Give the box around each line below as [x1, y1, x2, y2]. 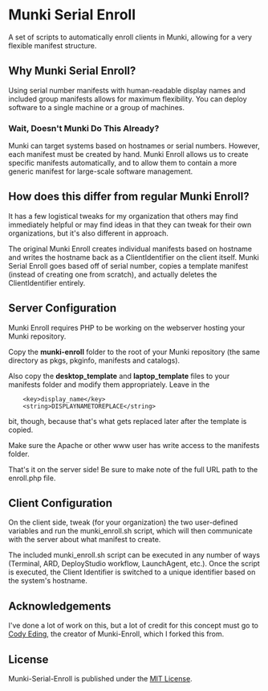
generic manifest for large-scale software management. [8, 167, 193, 176]
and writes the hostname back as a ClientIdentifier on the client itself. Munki [8, 252, 259, 262]
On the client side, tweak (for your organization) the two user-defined [8, 517, 238, 528]
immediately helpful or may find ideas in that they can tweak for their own [8, 220, 252, 229]
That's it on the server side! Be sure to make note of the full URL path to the [8, 464, 258, 474]
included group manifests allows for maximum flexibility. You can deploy [8, 94, 247, 104]
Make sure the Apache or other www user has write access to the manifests [8, 440, 260, 450]
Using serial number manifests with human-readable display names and [8, 85, 246, 95]
